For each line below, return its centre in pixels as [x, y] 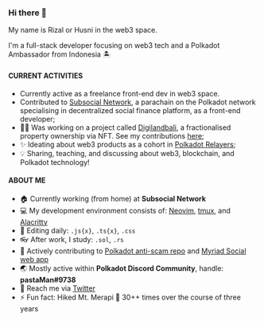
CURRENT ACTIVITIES [46, 76]
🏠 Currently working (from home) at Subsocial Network [113, 198]
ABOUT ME [27, 180]
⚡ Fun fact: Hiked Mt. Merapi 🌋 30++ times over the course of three [130, 297]
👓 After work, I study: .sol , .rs [72, 239]
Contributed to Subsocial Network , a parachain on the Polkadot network [138, 102]
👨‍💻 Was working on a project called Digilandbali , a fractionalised [125, 127]
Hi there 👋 [28, 13]
